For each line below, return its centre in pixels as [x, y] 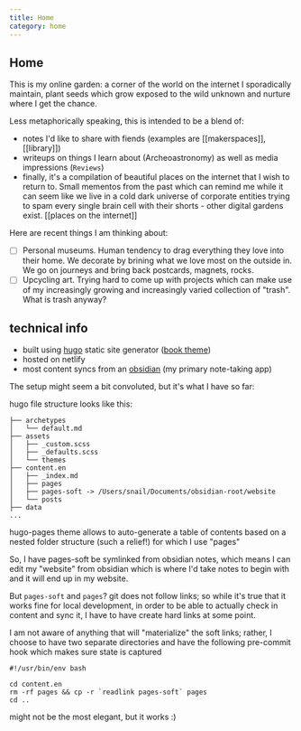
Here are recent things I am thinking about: [89, 233]
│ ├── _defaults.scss [54, 453]
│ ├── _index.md [44, 476]
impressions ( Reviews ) [63, 167]
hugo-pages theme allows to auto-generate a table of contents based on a [148, 532]
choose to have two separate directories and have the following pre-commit [150, 642]
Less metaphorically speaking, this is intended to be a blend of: [127, 121]
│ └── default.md [46, 429]
